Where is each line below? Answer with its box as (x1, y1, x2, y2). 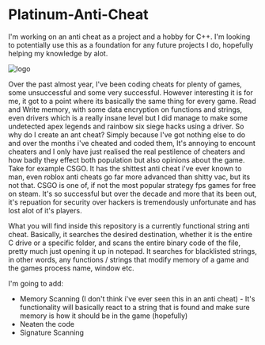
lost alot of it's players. (8, 205, 82, 215)
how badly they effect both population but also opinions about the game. (8, 155, 245, 164)
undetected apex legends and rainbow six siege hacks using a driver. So (8, 121, 244, 131)
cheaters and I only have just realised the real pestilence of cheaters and (8, 147, 245, 156)
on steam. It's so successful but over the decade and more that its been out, (8, 189, 257, 198)
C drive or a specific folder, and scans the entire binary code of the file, (8, 238, 241, 247)
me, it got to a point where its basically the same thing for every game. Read (8, 96, 257, 105)
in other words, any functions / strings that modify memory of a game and (8, 255, 249, 264)
